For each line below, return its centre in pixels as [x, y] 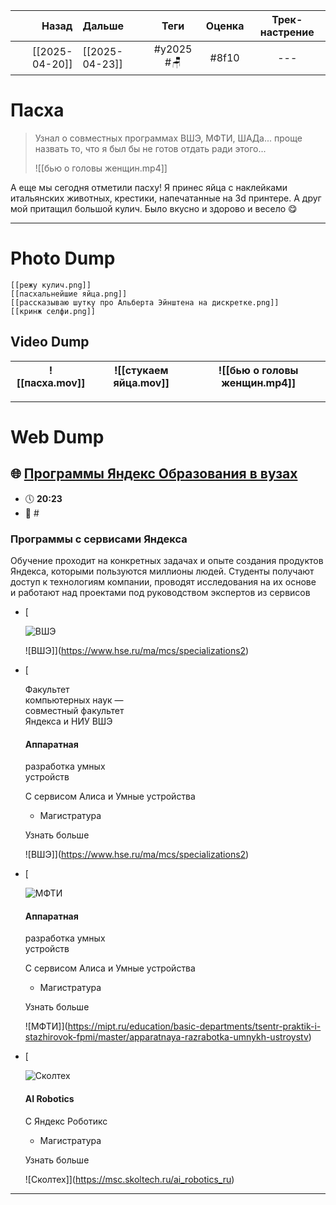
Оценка [225, 26]
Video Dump [50, 342]
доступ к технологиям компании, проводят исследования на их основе [163, 581]
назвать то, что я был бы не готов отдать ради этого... [150, 148]
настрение [287, 32]
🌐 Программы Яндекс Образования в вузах [154, 474]
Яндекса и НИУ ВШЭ [68, 721]
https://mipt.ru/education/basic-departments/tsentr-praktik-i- [194, 1026]
